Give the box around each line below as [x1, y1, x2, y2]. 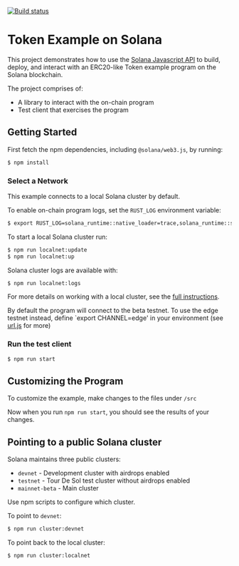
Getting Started [7, 126, 78, 138]
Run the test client [7, 339, 72, 349]
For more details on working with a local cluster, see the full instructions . [7, 292, 220, 301]
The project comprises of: [7, 84, 84, 93]
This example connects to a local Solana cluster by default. [7, 192, 180, 200]
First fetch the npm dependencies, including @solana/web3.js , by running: [7, 145, 223, 153]
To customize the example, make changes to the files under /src [7, 394, 197, 403]
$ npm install [7, 159, 50, 166]
